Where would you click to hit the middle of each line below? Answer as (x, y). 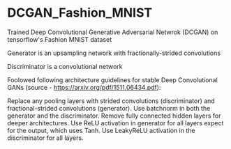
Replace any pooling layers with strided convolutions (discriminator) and (111, 101)
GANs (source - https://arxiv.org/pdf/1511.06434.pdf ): (84, 87)
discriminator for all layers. (45, 138)
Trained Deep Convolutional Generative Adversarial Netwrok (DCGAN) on (113, 32)
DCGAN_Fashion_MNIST (80, 13)
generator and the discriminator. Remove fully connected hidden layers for (114, 116)
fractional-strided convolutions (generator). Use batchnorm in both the (109, 108)
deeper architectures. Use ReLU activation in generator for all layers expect (115, 123)
